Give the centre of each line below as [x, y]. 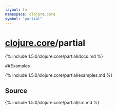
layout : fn [16, 10]
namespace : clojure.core [30, 14]
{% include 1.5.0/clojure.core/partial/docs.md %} [54, 56]
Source [16, 91]
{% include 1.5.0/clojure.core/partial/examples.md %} [59, 75]
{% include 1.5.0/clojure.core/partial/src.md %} [52, 103]
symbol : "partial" [24, 19]
